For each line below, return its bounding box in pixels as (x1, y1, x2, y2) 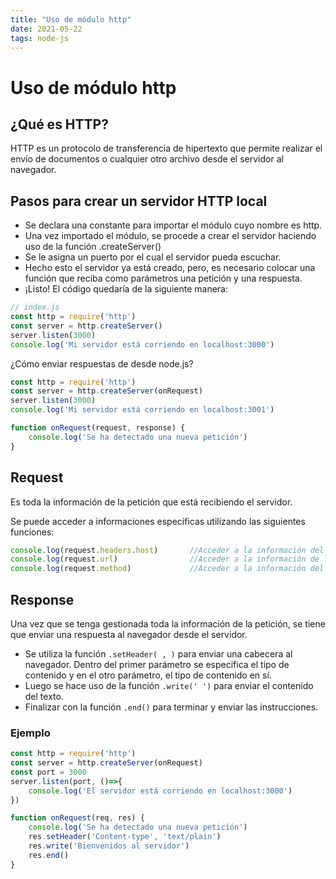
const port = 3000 (10, 767, 87, 777)
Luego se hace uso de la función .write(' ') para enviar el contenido (24, 679, 314, 691)
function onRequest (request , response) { (10, 423, 186, 433)
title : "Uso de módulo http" (10, 14, 132, 25)
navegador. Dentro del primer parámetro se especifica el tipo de (24, 658, 290, 670)
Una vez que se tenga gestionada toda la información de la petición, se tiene (10, 617, 326, 630)
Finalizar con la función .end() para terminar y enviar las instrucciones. (24, 701, 319, 713)
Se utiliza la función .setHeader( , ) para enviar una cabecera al (24, 647, 293, 660)
